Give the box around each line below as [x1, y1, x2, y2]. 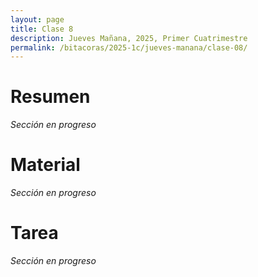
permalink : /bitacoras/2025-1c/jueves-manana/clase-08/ [10, 42, 248, 53]
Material [10, 154, 81, 176]
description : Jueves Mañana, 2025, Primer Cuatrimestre [10, 33, 248, 43]
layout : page [10, 14, 65, 25]
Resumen [10, 86, 91, 108]
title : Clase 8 [10, 24, 74, 34]
